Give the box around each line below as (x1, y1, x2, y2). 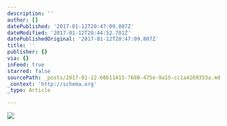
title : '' (7, 42, 36, 49)
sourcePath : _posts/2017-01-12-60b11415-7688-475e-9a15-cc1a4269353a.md (7, 74, 221, 81)
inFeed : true (7, 61, 45, 68)
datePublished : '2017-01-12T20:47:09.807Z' (7, 23, 135, 30)
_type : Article (7, 87, 51, 94)
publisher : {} (7, 49, 48, 56)
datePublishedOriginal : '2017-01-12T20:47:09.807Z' (7, 36, 159, 43)
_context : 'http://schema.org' (7, 81, 97, 87)
